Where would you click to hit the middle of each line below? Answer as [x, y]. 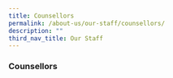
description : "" [36, 31]
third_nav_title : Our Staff [56, 38]
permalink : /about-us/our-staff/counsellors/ [86, 23]
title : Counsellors [41, 16]
